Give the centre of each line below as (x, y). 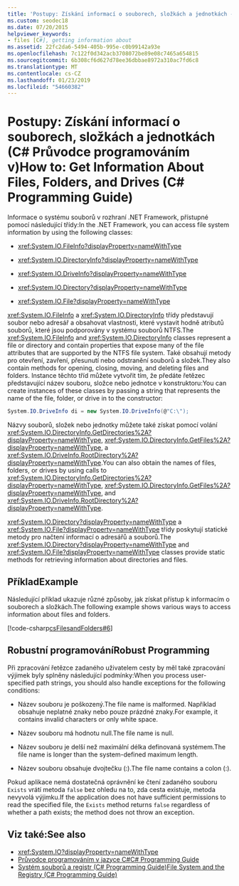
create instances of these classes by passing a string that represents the (114, 391)
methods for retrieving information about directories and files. (98, 560)
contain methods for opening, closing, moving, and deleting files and (108, 368)
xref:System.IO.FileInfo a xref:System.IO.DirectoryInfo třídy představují (111, 315)
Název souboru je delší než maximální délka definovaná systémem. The (122, 747)
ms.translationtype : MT (43, 67)
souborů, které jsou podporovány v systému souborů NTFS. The (101, 330)
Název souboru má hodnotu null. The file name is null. (96, 733)
